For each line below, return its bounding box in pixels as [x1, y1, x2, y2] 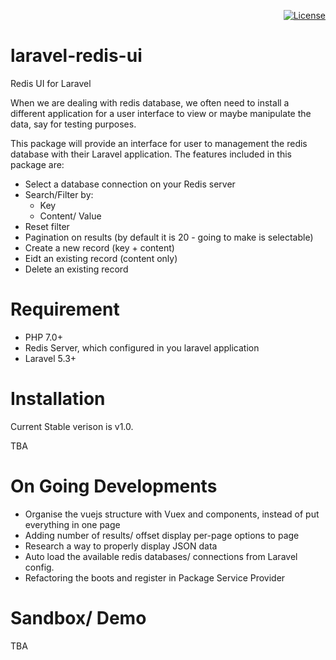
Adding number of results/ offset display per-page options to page [24, 529, 300, 541]
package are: [10, 158, 65, 170]
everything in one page [24, 518, 121, 530]
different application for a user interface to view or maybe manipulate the [10, 107, 312, 119]
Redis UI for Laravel [10, 77, 92, 89]
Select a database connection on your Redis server [24, 178, 236, 190]
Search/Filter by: [24, 188, 94, 200]
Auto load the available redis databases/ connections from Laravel [24, 550, 298, 562]
